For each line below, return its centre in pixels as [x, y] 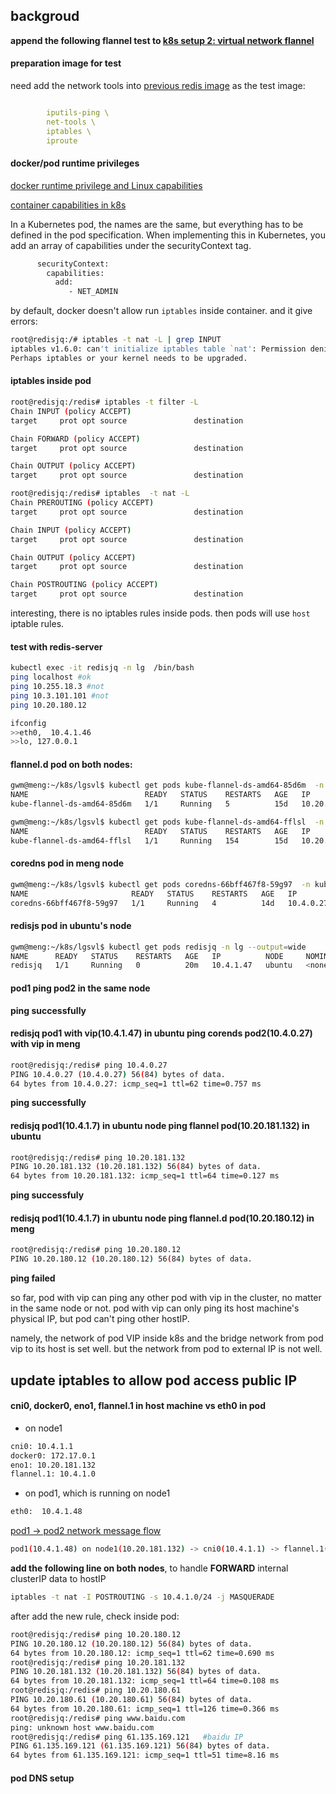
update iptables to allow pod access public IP [154, 1380]
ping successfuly [47, 1195]
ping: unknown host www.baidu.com [82, 1727]
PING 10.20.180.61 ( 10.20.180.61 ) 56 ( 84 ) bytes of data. [131, 1700]
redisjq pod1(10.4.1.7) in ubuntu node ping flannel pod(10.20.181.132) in [160, 1125]
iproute [62, 140]
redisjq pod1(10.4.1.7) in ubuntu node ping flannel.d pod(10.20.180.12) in [162, 1218]
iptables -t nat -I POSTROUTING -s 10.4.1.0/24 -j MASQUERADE [142, 1597]
